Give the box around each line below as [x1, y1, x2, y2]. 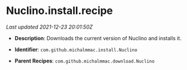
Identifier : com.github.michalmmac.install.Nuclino [14, 45, 137, 53]
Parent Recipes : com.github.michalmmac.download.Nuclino [14, 57, 155, 64]
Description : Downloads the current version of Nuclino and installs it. [14, 34, 182, 41]
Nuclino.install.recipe [6, 4, 113, 17]
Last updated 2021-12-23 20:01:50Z [6, 23, 93, 30]
